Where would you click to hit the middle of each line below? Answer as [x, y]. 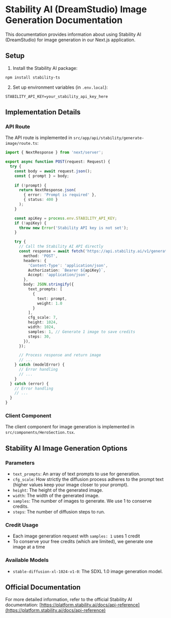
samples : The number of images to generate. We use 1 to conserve [82, 501]
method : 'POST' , [41, 256]
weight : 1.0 [50, 303]
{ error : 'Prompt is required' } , [60, 195]
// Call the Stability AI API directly [61, 247]
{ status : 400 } [41, 200]
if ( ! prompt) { [31, 185]
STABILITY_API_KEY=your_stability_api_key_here [57, 96]
